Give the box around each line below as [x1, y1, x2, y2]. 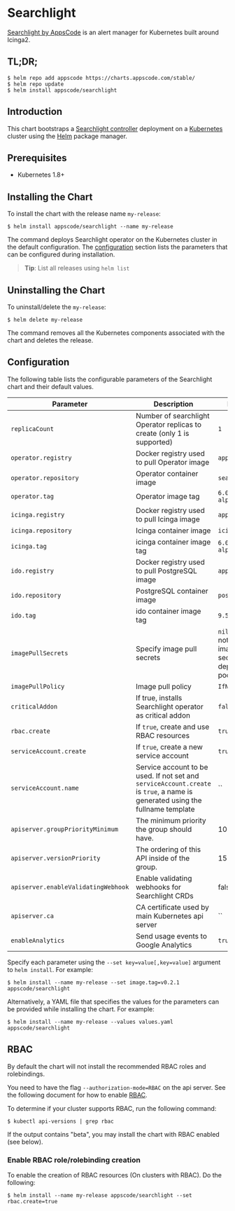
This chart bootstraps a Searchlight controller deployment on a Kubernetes [7, 124, 223, 132]
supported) [136, 437, 173, 446]
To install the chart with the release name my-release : [7, 210, 161, 218]
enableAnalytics [10, 936, 65, 944]
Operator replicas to [136, 419, 201, 429]
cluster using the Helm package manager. [7, 132, 128, 140]
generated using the [136, 795, 202, 805]
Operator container [136, 468, 199, 478]
